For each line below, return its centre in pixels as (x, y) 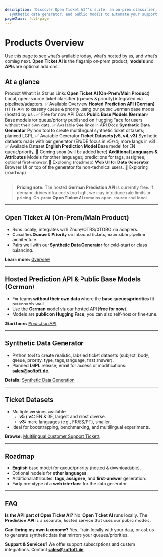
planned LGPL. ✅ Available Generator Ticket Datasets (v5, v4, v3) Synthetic (81, 136)
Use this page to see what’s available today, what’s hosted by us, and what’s (81, 56)
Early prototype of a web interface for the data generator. (70, 484)
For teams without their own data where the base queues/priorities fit (83, 298)
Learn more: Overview (28, 259)
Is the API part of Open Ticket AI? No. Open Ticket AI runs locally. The (76, 515)
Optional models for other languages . (50, 473)
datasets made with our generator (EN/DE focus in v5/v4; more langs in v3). (81, 141)
